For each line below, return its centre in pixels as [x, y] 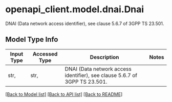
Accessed [45, 54]
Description [104, 57]
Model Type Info [32, 40]
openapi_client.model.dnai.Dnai [75, 9]
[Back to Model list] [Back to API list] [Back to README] [64, 94]
